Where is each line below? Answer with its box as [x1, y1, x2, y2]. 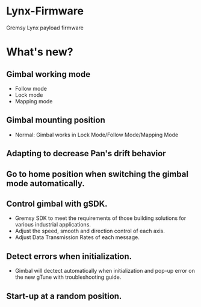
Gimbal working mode [6, 69, 91, 79]
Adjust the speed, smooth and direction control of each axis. [14, 227, 165, 235]
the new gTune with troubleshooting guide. [14, 273, 122, 281]
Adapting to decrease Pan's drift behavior [6, 148, 167, 159]
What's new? [6, 45, 73, 59]
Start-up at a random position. [6, 291, 122, 301]
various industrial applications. [14, 221, 91, 228]
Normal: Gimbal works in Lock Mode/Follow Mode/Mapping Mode [14, 131, 179, 138]
